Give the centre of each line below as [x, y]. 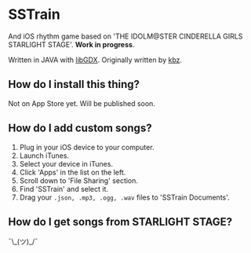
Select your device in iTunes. [66, 163]
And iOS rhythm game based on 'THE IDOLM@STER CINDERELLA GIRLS [125, 36]
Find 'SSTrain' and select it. [64, 189]
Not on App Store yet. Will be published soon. [82, 103]
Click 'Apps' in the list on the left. [73, 172]
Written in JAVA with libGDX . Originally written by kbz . [95, 60]
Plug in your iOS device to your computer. [87, 147]
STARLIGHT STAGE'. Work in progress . [71, 44]
